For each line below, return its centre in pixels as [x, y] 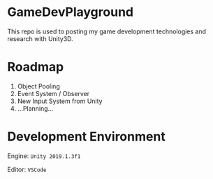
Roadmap [36, 67]
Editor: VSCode [27, 169]
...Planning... [35, 108]
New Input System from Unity [60, 101]
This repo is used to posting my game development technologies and [107, 31]
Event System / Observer [53, 93]
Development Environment [86, 137]
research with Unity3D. [40, 38]
